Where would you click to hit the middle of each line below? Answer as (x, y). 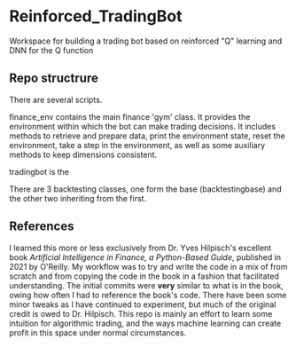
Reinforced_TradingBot (96, 16)
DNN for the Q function (51, 50)
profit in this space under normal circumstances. (98, 332)
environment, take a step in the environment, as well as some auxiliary (137, 145)
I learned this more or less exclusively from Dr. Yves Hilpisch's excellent (140, 248)
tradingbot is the (39, 171)
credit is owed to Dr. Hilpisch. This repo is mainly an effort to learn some (141, 313)
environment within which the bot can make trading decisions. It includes (143, 126)
